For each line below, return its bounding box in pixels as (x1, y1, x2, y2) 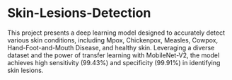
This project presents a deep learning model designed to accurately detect (7, 28, 225, 37)
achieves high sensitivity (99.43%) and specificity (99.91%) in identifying (7, 58, 221, 67)
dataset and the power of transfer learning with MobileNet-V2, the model (7, 51, 220, 59)
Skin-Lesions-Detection (7, 5, 151, 21)
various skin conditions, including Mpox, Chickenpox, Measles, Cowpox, (7, 35, 218, 44)
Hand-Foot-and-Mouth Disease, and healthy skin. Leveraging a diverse (7, 43, 215, 52)
